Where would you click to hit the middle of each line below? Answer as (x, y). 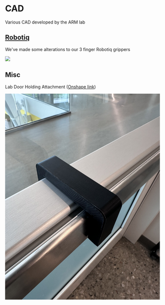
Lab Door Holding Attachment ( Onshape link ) (51, 87)
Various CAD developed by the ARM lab (45, 22)
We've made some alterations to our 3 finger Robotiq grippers (68, 49)
